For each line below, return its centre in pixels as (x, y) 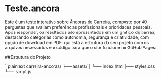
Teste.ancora (32, 8)
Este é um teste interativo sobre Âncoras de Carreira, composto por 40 (76, 22)
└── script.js (18, 71)
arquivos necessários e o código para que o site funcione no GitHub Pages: (81, 47)
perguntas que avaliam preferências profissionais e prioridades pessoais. (79, 27)
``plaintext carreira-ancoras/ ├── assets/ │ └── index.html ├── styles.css (80, 66)
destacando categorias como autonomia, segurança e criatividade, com (77, 37)
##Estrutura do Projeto (28, 57)
